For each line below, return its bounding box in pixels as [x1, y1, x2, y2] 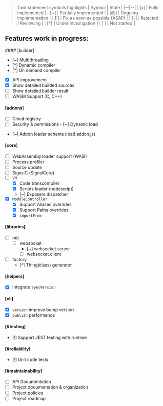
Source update [12, 164, 42, 170]
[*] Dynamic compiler [12, 62, 56, 68]
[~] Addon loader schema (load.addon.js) [12, 131, 96, 137]
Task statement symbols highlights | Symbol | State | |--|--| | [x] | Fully [17, 5, 159, 10]
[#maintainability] [5, 368, 42, 374]
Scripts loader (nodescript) [19, 186, 74, 191]
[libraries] [5, 224, 26, 230]
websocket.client [26, 251, 61, 257]
